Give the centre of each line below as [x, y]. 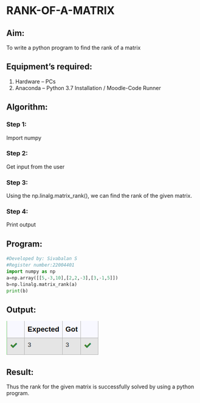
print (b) [17, 291]
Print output [21, 225]
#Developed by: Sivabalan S [42, 259]
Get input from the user [36, 166]
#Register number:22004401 [40, 265]
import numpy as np [31, 272]
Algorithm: [27, 107]
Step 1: [16, 124]
